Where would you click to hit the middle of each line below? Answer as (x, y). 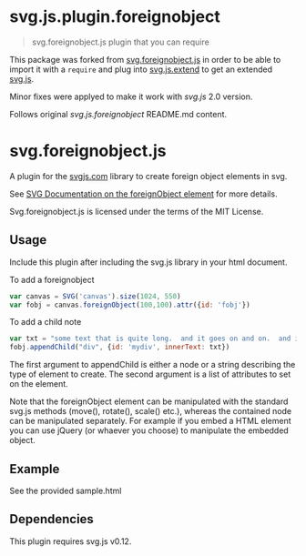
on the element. (39, 384)
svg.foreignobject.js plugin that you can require (120, 42)
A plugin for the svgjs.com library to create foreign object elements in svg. (148, 176)
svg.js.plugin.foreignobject (115, 17)
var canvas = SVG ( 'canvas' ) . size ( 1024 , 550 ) (95, 296)
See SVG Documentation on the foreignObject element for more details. (143, 194)
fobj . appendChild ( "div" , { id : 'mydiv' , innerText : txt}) (120, 348)
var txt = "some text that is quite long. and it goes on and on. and (150, 339)
